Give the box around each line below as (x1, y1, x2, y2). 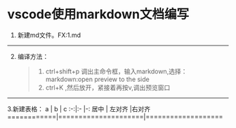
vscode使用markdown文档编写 (7, 6, 190, 22)
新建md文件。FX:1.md (17, 31, 81, 39)
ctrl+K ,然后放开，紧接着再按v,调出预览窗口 (45, 83, 171, 92)
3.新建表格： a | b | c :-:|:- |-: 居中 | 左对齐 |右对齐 (7, 104, 151, 113)
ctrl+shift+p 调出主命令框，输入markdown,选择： (45, 67, 188, 76)
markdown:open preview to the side (45, 75, 150, 83)
